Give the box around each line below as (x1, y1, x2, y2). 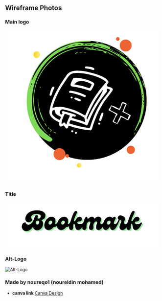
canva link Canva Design (12, 290, 63, 296)
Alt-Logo (5, 255, 27, 262)
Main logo (5, 19, 29, 25)
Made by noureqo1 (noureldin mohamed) (5, 279, 104, 286)
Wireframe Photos (5, 4, 62, 12)
